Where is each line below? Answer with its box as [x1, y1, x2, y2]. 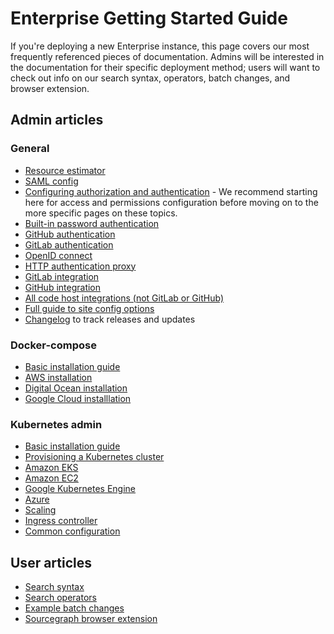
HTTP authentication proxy [24, 260, 137, 272]
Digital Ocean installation [24, 382, 128, 394]
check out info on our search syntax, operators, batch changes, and [10, 72, 291, 84]
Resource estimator [24, 164, 106, 176]
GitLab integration [24, 270, 100, 282]
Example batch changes [24, 602, 125, 614]
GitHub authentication [24, 228, 116, 240]
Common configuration [24, 525, 121, 537]
